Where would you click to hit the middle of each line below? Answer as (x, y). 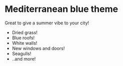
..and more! (24, 59)
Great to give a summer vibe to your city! (47, 23)
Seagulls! (22, 54)
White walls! (25, 43)
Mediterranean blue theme (61, 9)
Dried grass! (25, 32)
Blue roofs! (23, 38)
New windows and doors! (38, 48)
